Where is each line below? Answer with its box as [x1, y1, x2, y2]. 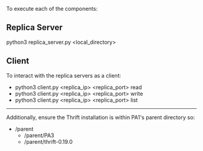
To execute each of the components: [6, 5, 98, 12]
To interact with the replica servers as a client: [6, 72, 121, 79]
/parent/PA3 [24, 132, 54, 139]
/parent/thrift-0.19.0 [24, 138, 73, 145]
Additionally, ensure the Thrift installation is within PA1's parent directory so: [6, 114, 195, 121]
